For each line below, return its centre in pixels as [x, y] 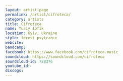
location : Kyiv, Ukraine [31, 33]
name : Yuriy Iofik [24, 29]
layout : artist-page [27, 10]
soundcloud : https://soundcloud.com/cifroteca [55, 57]
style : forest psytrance [31, 38]
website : [14, 43]
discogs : [14, 71]
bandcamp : [16, 47]
